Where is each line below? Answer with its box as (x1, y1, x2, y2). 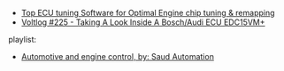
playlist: (8, 35, 37, 44)
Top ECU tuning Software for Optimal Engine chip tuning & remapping (20, 8, 275, 18)
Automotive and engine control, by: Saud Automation (20, 51, 214, 61)
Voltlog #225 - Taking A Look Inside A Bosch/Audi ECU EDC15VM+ (20, 17, 266, 28)
